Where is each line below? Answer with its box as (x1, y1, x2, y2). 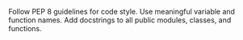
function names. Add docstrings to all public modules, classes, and (8, 15, 232, 25)
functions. (8, 24, 42, 33)
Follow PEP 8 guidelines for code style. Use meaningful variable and (8, 7, 236, 16)
